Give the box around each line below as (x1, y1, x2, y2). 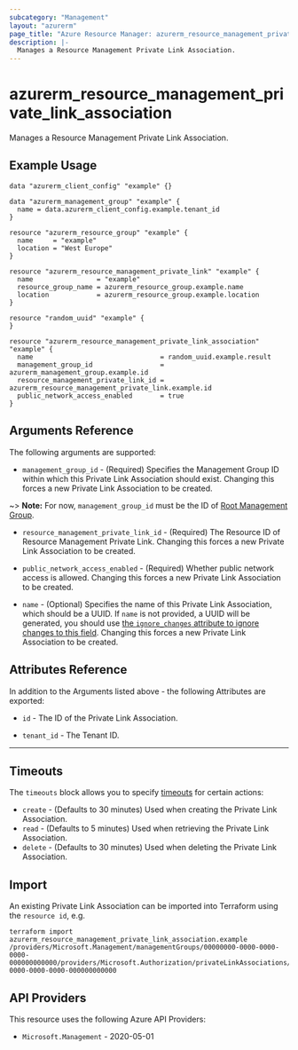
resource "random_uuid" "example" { (9, 313, 145, 322)
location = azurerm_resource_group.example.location (17, 290, 260, 299)
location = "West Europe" (17, 243, 114, 253)
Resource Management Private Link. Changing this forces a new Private (21, 536, 285, 547)
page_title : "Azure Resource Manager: (9, 29, 153, 38)
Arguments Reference (9, 423, 135, 438)
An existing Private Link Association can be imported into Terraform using (9, 901, 278, 912)
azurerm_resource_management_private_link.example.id (9, 383, 213, 392)
